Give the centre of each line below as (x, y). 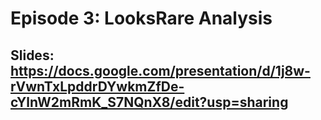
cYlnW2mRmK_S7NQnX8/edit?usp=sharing (149, 102)
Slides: (32, 55)
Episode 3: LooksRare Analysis (141, 18)
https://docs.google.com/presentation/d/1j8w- (160, 70)
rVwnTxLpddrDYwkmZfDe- (97, 86)
